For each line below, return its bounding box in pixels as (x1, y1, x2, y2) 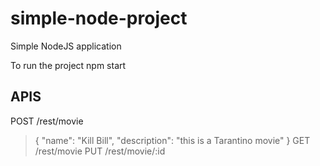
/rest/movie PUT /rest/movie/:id (34, 145, 166, 157)
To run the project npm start (10, 59, 127, 71)
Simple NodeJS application (10, 40, 122, 52)
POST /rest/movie (10, 115, 84, 127)
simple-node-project (10, 7, 188, 30)
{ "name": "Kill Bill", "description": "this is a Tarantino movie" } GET (34, 134, 311, 146)
